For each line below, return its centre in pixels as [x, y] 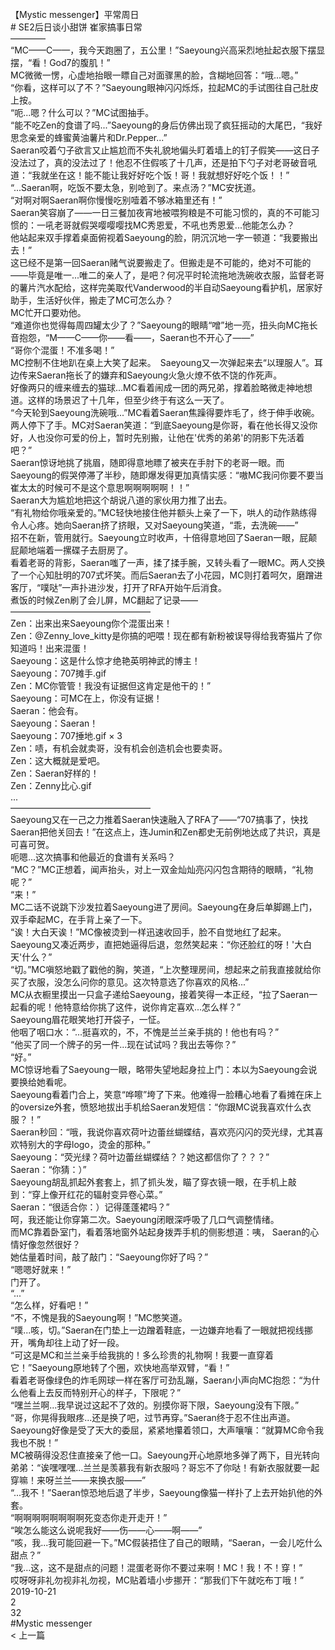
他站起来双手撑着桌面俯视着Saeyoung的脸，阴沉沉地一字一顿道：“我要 [156, 237]
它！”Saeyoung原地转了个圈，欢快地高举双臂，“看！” [120, 1367]
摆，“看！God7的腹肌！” [60, 62]
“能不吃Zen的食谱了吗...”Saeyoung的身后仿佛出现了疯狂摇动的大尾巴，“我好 [166, 125]
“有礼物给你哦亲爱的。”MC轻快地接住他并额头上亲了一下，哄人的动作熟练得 [164, 512]
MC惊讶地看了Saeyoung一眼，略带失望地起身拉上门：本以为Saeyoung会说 [164, 1069]
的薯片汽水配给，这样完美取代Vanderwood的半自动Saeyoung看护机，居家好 [166, 287]
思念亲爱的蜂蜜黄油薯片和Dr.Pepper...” [89, 137]
